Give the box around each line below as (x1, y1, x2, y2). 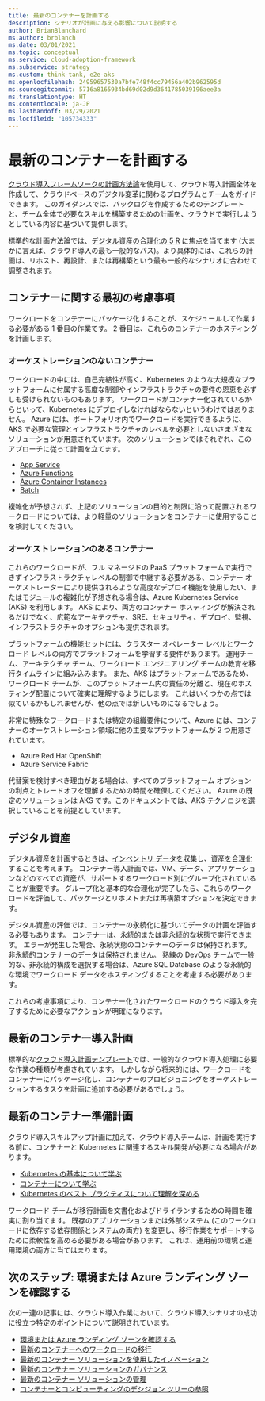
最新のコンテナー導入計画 (8, 1032, 133, 1046)
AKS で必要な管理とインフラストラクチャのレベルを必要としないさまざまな (8, 424, 253, 433)
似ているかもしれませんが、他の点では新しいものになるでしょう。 (8, 699, 223, 708)
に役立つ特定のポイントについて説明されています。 (8, 1318, 174, 1327)
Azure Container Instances (19, 477, 107, 486)
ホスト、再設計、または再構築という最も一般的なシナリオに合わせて (35, 255, 258, 265)
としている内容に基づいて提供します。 (8, 219, 132, 228)
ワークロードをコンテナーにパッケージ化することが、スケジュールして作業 (8, 313, 251, 323)
